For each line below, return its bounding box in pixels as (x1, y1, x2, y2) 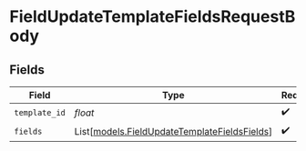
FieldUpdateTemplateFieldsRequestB (9, 6, 296, 27)
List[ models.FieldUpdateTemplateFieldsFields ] (74, 125, 273, 137)
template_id (14, 107, 66, 117)
